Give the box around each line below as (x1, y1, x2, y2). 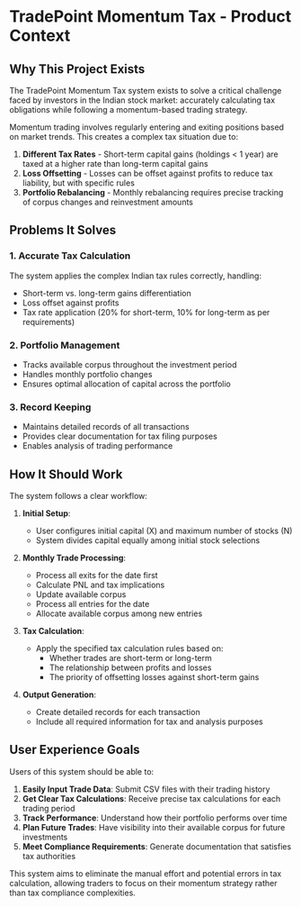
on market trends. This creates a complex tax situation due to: (9, 132, 239, 141)
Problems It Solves (9, 222, 117, 238)
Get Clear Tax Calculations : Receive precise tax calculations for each (22, 793, 281, 803)
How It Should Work (9, 467, 123, 482)
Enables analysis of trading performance (22, 440, 173, 451)
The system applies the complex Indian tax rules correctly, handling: (9, 270, 262, 281)
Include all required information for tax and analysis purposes (35, 716, 263, 727)
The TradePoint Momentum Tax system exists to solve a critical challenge (9, 86, 282, 95)
